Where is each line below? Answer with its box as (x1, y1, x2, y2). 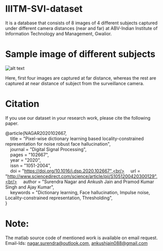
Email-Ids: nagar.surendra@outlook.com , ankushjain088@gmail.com (5, 240, 148, 246)
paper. (5, 120, 19, 126)
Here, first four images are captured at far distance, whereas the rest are (5, 75, 156, 81)
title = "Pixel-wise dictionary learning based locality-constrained (10, 135, 144, 141)
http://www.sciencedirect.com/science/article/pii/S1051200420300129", (7, 173, 158, 179)
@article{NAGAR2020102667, (5, 130, 67, 136)
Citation (5, 98, 39, 110)
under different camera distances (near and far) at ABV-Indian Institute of (5, 25, 158, 31)
